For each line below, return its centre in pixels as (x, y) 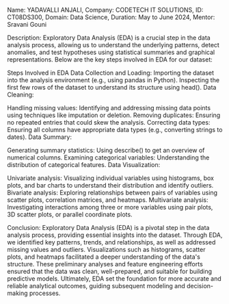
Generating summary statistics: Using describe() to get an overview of (106, 150)
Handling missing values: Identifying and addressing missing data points (109, 108)
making (18, 293)
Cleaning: (21, 94)
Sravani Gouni (27, 24)
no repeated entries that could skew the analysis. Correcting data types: (109, 122)
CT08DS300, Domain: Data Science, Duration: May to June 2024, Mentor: (111, 17)
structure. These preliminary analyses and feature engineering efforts (105, 264)
